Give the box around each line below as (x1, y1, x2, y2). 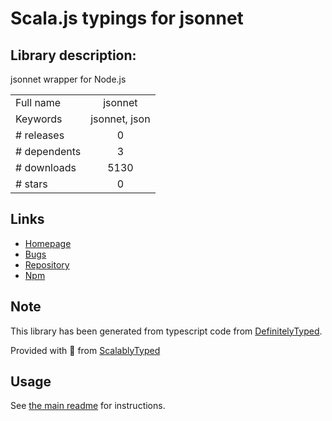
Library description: (10, 47, 137, 64)
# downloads (15, 161, 77, 174)
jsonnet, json (90, 112, 151, 126)
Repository (24, 258, 70, 271)
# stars (15, 177, 48, 191)
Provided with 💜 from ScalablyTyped (10, 344, 161, 356)
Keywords (15, 112, 63, 126)
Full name (15, 96, 62, 109)
